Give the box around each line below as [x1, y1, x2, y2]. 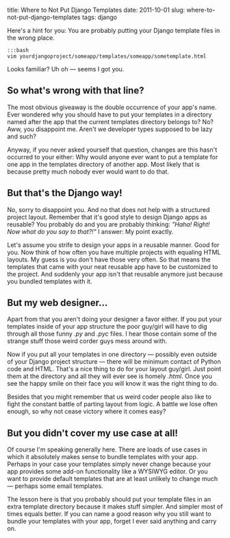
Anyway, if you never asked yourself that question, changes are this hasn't [7, 145, 218, 154]
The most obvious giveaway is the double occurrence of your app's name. [7, 103, 217, 111]
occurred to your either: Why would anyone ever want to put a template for [7, 152, 218, 161]
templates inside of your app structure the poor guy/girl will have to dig [7, 323, 207, 331]
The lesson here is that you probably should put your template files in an [7, 495, 212, 504]
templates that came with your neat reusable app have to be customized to [7, 262, 218, 270]
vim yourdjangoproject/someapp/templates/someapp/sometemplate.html [7, 53, 207, 60]
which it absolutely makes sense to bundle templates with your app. [7, 453, 199, 461]
